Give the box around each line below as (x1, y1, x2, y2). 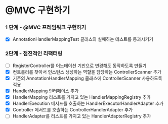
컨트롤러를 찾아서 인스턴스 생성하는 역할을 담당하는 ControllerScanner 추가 (12, 69, 162, 75)
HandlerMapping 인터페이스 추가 (12, 88, 79, 94)
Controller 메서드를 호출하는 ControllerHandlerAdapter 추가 (12, 107, 133, 113)
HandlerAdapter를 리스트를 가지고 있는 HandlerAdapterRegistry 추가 (12, 113, 151, 119)
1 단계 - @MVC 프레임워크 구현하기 (5, 24, 87, 31)
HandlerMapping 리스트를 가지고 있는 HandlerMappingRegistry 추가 (12, 94, 151, 100)
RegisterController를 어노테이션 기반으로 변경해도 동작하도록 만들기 (12, 63, 147, 69)
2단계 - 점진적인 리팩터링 (5, 50, 63, 57)
